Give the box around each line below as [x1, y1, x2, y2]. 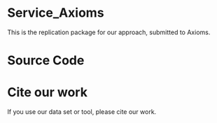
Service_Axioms [7, 5, 104, 21]
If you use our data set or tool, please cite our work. [7, 108, 157, 116]
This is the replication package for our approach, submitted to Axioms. [7, 28, 211, 36]
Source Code [7, 52, 85, 68]
